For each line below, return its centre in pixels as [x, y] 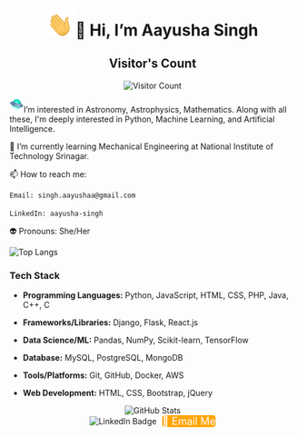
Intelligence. [33, 128]
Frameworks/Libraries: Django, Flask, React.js [110, 323]
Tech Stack [35, 275]
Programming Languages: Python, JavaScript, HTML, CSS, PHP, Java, [155, 295]
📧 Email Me [189, 422]
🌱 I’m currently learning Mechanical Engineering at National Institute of [142, 146]
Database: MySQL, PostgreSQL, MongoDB [103, 358]
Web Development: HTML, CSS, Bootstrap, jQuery [118, 393]
